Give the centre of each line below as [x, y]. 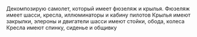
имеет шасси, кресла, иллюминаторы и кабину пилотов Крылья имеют [98, 15]
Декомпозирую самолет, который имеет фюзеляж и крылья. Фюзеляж [98, 9]
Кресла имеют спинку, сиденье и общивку [62, 27]
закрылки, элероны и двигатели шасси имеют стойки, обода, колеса [95, 21]
